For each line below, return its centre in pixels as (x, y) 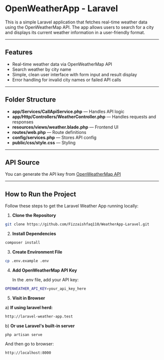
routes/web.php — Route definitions (49, 132)
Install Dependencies (34, 234)
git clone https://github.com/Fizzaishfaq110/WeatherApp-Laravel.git (77, 224)
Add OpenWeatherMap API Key (44, 270)
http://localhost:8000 (28, 353)
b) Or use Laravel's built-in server (40, 326)
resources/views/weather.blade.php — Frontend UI (65, 127)
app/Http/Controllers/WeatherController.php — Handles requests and (84, 116)
